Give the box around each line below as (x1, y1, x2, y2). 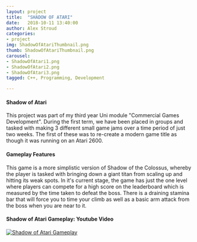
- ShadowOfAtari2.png (6, 64, 60, 70)
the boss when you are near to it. (6, 202, 87, 209)
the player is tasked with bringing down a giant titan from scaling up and (6, 170, 183, 177)
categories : (6, 31, 36, 37)
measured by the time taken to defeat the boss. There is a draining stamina (6, 189, 190, 196)
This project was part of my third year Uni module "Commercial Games (6, 112, 180, 119)
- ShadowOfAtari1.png (6, 58, 60, 64)
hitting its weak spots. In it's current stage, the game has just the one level (6, 177, 188, 184)
